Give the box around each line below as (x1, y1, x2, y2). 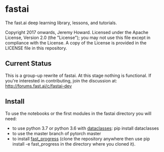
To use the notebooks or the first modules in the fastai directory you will (5, 110, 152, 116)
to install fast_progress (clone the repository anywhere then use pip (12, 136, 150, 142)
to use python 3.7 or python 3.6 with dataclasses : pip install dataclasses (12, 125, 159, 131)
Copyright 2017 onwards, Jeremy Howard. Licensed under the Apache (5, 29, 149, 35)
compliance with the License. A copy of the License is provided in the (5, 39, 147, 45)
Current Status (5, 59, 52, 68)
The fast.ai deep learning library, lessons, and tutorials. (5, 20, 117, 26)
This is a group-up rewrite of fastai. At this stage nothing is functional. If (5, 73, 152, 78)
